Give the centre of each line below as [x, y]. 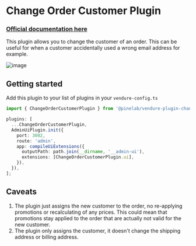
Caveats [21, 192]
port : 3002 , [31, 136]
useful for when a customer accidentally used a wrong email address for [93, 48]
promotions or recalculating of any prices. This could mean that [91, 212]
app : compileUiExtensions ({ [50, 146]
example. [17, 54]
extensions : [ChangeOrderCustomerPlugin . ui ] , [78, 157]
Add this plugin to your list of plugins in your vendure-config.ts [82, 98]
